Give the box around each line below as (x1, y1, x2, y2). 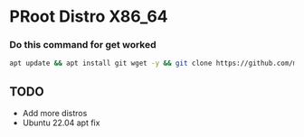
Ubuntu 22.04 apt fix (22, 117, 100, 128)
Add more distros (22, 108, 88, 119)
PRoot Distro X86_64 (9, 6, 169, 27)
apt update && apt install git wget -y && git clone (9, 59, 213, 68)
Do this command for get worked (9, 39, 157, 51)
